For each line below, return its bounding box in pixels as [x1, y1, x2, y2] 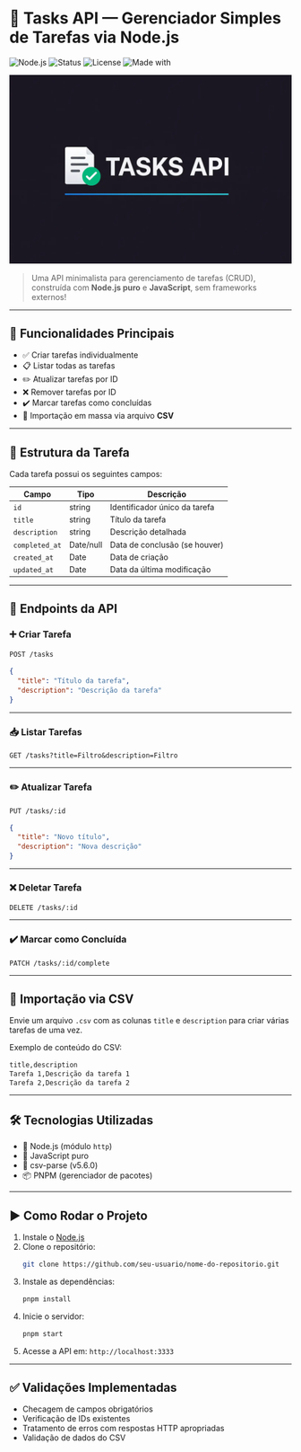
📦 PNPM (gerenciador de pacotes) [21, 1170, 153, 1181]
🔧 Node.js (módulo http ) [21, 1141, 113, 1152]
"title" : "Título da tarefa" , [17, 677, 130, 686]
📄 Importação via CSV [9, 992, 134, 1006]
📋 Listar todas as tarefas [21, 360, 116, 371]
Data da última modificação [109, 564, 211, 575]
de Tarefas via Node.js [9, 27, 180, 48]
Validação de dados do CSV [21, 1432, 126, 1443]
